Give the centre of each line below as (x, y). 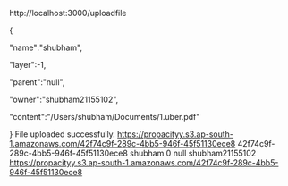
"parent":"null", (37, 82)
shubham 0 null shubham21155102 (193, 153)
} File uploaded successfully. (63, 134)
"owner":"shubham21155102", (64, 99)
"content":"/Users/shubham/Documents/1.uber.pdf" (105, 117)
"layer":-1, (28, 65)
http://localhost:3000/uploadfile (68, 13)
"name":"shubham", (46, 47)
